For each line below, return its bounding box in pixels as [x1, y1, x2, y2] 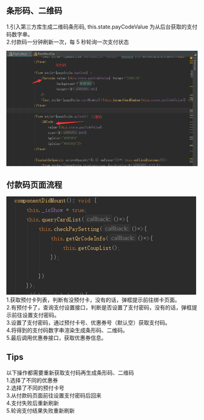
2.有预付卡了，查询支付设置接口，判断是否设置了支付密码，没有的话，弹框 [6, 303, 192, 311]
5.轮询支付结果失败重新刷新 [6, 407, 75, 414]
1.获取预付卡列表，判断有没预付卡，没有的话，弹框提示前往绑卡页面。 [6, 296, 180, 303]
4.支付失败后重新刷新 [6, 399, 59, 407]
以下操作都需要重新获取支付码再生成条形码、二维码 [6, 369, 134, 376]
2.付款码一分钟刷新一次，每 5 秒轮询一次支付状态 [6, 38, 129, 46]
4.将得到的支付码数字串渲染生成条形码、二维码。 [6, 327, 129, 334]
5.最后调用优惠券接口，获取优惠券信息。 [6, 334, 107, 341]
